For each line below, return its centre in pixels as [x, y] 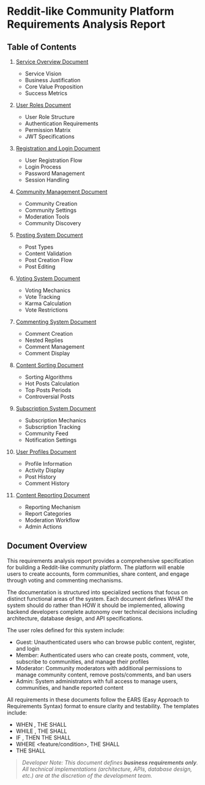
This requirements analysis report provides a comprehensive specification [100, 560]
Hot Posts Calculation [52, 384]
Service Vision [43, 74]
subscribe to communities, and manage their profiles [82, 662]
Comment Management [55, 347]
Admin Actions [43, 527]
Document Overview [47, 546]
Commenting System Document [56, 322]
